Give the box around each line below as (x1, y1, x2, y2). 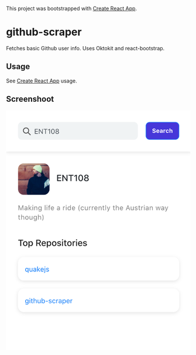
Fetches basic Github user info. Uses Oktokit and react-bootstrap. (6, 44, 165, 51)
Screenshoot (6, 94, 54, 104)
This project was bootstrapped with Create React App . (6, 5, 137, 12)
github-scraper (6, 26, 82, 39)
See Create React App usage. (6, 77, 77, 84)
